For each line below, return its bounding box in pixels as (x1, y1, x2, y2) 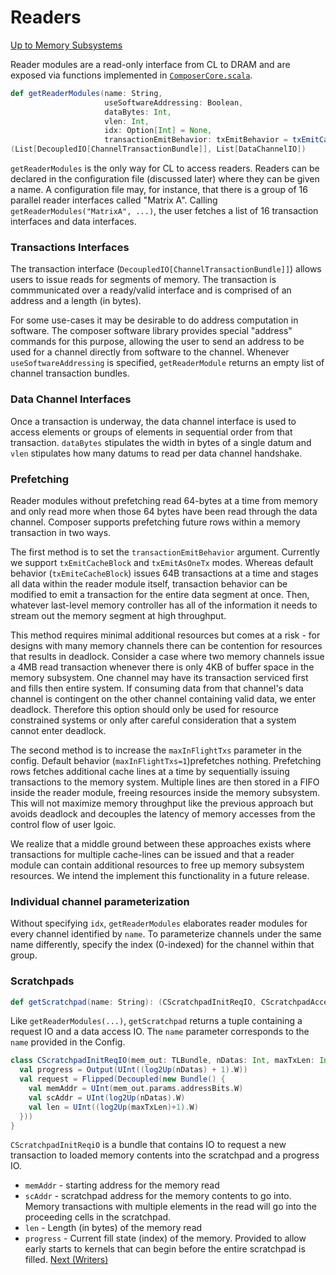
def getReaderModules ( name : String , (10, 88, 163, 98)
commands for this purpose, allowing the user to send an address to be (10, 336, 305, 348)
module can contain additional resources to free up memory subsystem (10, 859, 305, 871)
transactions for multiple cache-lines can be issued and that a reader (10, 848, 295, 860)
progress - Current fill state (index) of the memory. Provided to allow (24, 1232, 307, 1245)
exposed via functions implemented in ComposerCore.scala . (10, 69, 253, 81)
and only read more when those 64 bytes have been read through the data (10, 505, 318, 517)
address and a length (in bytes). (10, 295, 142, 307)
